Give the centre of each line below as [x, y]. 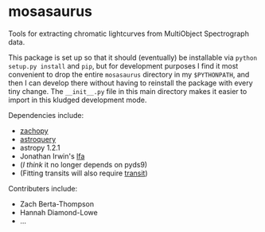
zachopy [34, 131]
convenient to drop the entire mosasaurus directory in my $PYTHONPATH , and [129, 74]
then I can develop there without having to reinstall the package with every [131, 83]
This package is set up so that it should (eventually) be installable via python [132, 57]
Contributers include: [43, 188]
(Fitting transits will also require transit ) [84, 173]
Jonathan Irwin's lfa [52, 156]
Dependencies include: [46, 115]
